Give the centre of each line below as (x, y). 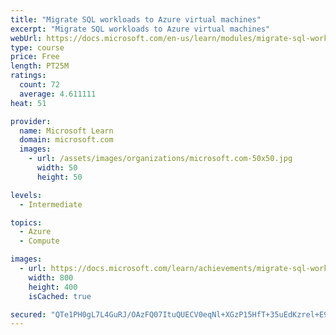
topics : (26, 222)
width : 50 (57, 168)
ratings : (28, 76)
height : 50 (59, 177)
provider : (31, 121)
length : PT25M (40, 66)
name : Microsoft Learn (66, 131)
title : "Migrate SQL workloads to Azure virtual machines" (136, 19)
